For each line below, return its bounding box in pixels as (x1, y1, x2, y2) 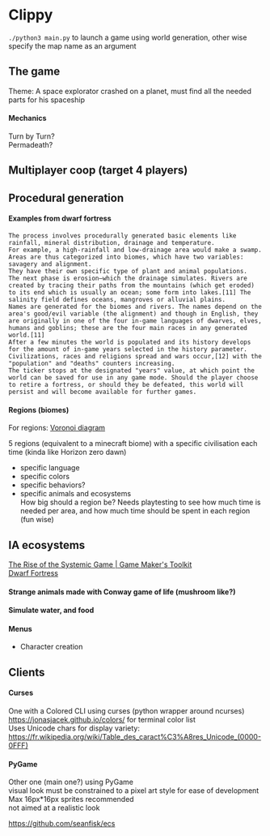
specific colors (19, 472, 70, 482)
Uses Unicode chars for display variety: (8, 723, 140, 733)
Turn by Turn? (8, 131, 55, 141)
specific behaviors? (19, 480, 86, 490)
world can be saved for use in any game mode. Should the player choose (8, 373, 259, 382)
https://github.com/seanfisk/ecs (8, 819, 116, 829)
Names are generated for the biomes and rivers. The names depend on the (8, 302, 263, 311)
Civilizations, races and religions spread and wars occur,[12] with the (8, 352, 263, 360)
